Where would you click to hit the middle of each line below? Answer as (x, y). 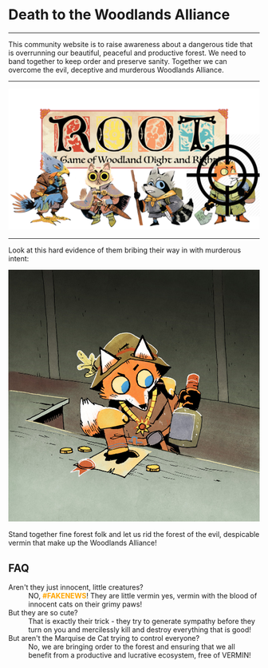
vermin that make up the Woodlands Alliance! (83, 543)
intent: (19, 259)
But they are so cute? (43, 613)
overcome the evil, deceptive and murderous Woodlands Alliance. (116, 70)
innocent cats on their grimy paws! (85, 604)
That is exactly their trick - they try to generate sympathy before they (142, 622)
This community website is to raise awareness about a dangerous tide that (130, 44)
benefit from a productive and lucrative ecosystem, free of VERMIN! (140, 655)
